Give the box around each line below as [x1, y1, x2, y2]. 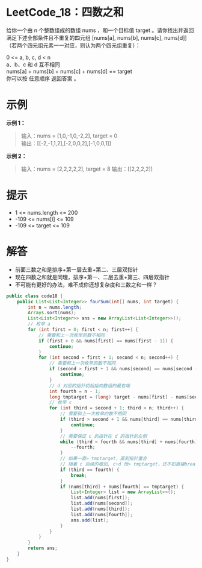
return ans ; [28, 545, 58, 552]
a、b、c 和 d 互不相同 [6, 61, 60, 68]
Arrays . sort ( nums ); [28, 310, 77, 316]
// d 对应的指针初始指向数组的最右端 [49, 382, 130, 389]
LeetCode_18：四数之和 [6, 5, 124, 19]
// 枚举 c [49, 399, 72, 406]
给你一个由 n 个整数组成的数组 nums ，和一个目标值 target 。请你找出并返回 [6, 27, 194, 34]
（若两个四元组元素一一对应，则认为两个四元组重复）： [6, 42, 141, 49]
